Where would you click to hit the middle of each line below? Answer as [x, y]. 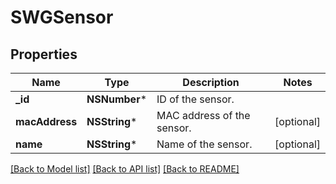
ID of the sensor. [195, 99]
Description [211, 82]
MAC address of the [203, 115]
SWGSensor [62, 17]
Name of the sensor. [204, 144]
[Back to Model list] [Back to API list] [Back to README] [125, 169]
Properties [44, 54]
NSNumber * [117, 99]
